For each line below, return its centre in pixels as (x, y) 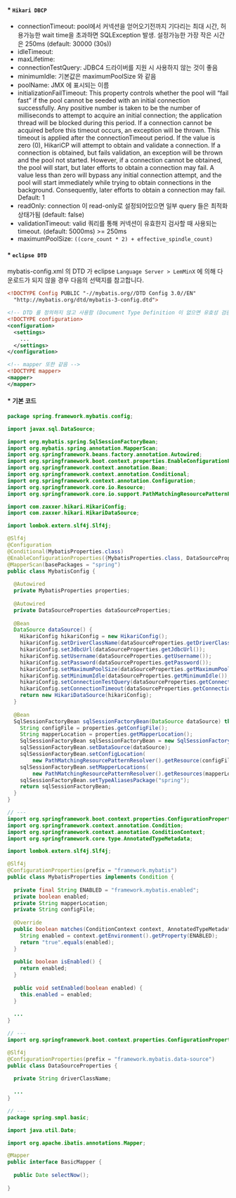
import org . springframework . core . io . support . (75, 494)
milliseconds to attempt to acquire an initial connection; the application (120, 115)
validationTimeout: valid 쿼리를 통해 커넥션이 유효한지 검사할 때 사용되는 (117, 223)
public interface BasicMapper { (54, 1162)
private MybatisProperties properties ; (72, 591)
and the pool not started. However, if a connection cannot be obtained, (120, 160)
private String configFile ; (55, 910)
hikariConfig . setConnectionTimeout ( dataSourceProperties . (106, 689)
